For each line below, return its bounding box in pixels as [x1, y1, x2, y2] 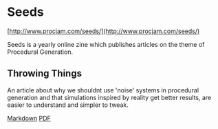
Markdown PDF [7, 114, 52, 122]
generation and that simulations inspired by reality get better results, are [7, 93, 212, 101]
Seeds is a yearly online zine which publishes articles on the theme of [7, 40, 205, 48]
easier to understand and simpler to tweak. [7, 101, 129, 109]
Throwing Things [7, 68, 83, 79]
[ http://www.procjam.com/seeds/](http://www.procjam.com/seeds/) [7, 27, 200, 35]
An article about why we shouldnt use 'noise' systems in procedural [7, 86, 199, 94]
